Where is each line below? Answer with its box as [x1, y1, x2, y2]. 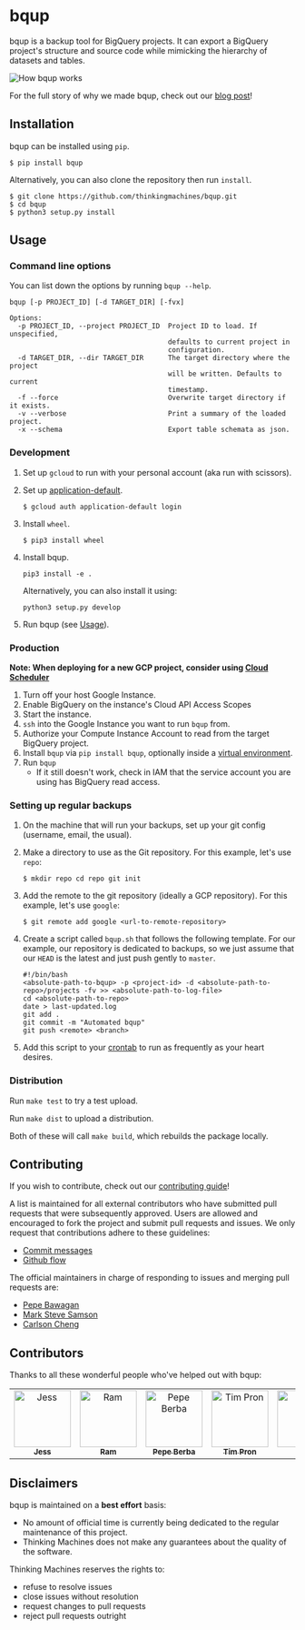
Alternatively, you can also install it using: [22, 585, 178, 596]
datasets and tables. [9, 55, 85, 65]
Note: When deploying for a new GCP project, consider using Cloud [9, 662, 269, 673]
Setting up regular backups [9, 799, 133, 811]
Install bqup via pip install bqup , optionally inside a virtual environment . [22, 748, 293, 759]
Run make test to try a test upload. [9, 1095, 139, 1106]
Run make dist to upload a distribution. [9, 1112, 154, 1123]
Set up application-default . [22, 484, 123, 496]
